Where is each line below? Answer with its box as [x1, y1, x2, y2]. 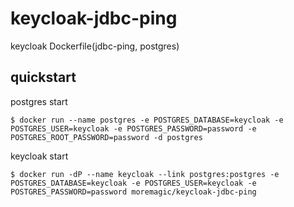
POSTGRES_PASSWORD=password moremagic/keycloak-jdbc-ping [10, 187, 257, 197]
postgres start [10, 95, 68, 107]
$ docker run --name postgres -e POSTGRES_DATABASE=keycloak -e [10, 115, 284, 125]
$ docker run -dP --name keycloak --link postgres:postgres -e [10, 169, 280, 179]
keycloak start [10, 150, 69, 162]
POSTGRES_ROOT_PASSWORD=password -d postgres [10, 132, 203, 142]
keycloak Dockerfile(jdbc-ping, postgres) [10, 40, 180, 52]
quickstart [10, 69, 77, 86]
